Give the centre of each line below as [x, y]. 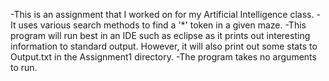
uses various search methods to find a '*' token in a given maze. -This [162, 25]
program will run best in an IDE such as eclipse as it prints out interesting [160, 35]
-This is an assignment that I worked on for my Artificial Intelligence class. [162, 14]
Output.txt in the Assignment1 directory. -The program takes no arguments [163, 57]
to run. [24, 67]
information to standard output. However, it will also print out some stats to [164, 46]
